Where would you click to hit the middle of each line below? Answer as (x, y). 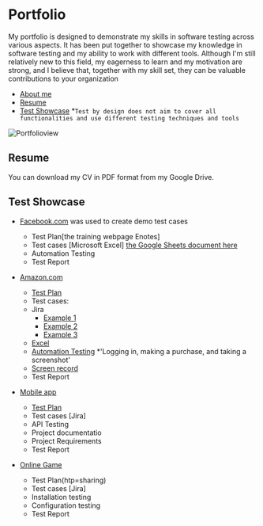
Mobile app (38, 392)
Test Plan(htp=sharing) (69, 480)
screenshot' (51, 360)
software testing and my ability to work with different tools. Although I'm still (132, 53)
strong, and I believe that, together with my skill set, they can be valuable (127, 70)
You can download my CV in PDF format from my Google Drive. (111, 177)
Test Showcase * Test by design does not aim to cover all (118, 111)
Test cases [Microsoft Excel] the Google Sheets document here (135, 245)
